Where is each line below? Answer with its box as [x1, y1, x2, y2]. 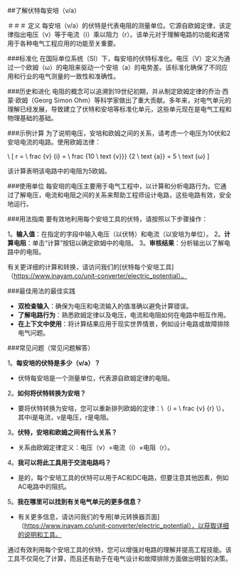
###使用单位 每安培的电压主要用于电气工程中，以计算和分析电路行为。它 [7, 182, 221, 190]
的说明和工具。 [17, 531, 62, 538]
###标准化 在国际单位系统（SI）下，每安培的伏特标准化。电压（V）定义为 [7, 54, 224, 63]
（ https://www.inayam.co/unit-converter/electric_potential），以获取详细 [17, 521, 230, 530]
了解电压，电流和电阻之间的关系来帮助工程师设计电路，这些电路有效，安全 [13, 191, 232, 199]
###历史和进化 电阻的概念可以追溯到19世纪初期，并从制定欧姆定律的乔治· [7, 87, 223, 95]
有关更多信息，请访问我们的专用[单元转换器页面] [17, 513, 160, 521]
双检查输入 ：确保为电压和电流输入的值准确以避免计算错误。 [17, 302, 193, 310]
